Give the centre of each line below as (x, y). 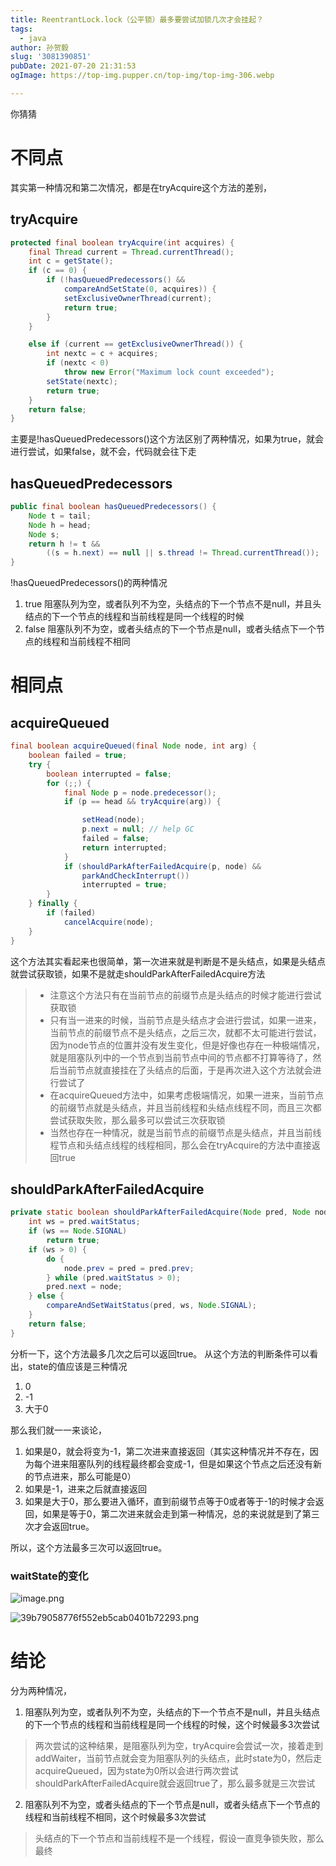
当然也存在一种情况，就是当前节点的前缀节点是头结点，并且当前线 (185, 1132)
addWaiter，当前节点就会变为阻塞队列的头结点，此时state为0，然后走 (178, 1758)
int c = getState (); (71, 261)
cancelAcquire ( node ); (109, 922)
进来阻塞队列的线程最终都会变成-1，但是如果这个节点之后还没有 (182, 1463)
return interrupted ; (124, 847)
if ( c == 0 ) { (57, 271)
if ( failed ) (71, 913)
